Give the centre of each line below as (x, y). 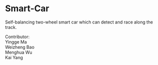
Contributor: (17, 37)
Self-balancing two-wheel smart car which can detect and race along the (79, 22)
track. (11, 27)
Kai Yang (14, 57)
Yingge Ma (16, 42)
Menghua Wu (19, 52)
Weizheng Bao (20, 47)
